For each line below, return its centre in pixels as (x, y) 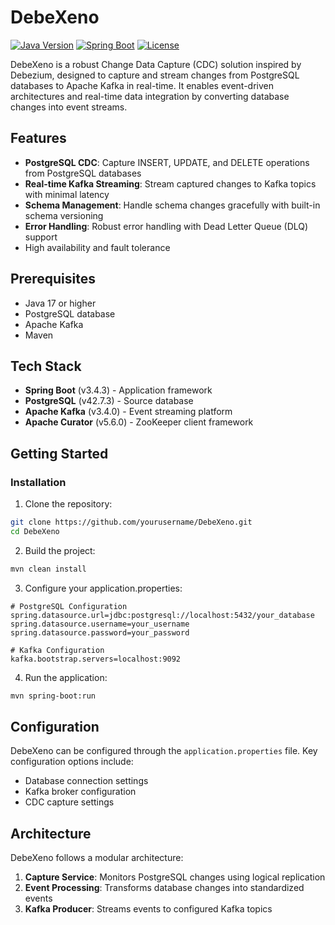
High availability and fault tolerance (97, 247)
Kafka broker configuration (80, 792)
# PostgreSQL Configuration (69, 606)
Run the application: (66, 677)
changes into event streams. (69, 107)
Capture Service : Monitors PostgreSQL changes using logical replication (175, 877)
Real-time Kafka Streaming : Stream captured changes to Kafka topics (170, 183)
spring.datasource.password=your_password (100, 632)
